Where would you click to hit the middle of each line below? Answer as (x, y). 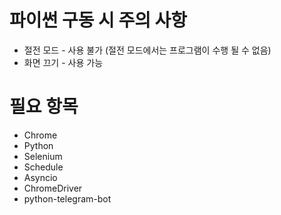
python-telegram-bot (67, 198)
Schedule (43, 167)
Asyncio (40, 177)
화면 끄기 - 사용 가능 (63, 62)
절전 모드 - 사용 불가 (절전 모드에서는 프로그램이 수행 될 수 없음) (147, 50)
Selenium (43, 156)
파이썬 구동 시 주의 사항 (98, 20)
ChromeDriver (53, 188)
